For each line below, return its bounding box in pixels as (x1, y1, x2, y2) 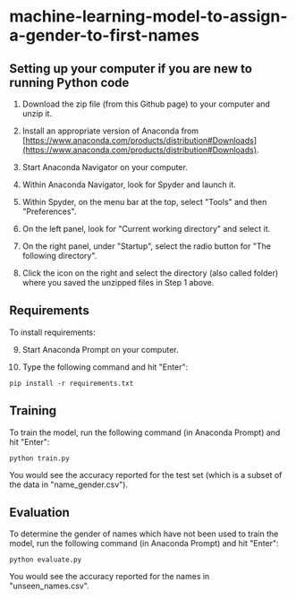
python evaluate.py (9, 555, 82, 565)
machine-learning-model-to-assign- (9, 6, 288, 27)
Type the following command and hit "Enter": (21, 361, 189, 372)
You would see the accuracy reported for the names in (9, 571, 210, 582)
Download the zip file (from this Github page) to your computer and (21, 98, 271, 109)
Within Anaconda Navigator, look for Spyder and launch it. (21, 179, 237, 190)
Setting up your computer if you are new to (9, 61, 253, 76)
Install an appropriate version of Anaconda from (21, 125, 199, 136)
